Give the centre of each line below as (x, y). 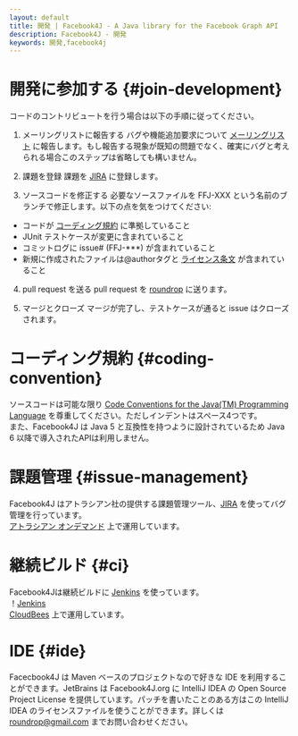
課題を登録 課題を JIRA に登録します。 (92, 176)
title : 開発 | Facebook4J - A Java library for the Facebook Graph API (144, 26)
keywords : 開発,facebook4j (58, 42)
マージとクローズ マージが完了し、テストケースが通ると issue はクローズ (156, 309)
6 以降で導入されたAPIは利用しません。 (82, 438)
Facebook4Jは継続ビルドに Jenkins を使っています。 (107, 592)
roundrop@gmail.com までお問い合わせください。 (101, 722)
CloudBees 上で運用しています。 (69, 614)
